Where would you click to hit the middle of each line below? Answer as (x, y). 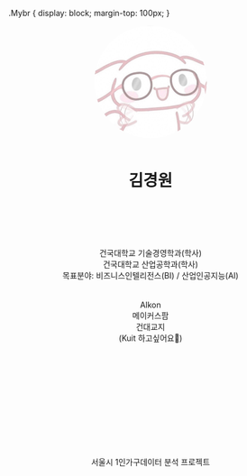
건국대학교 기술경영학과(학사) (151, 253)
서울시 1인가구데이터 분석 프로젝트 (151, 462)
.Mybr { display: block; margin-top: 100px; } (89, 13)
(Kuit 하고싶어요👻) (151, 338)
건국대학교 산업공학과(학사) (151, 264)
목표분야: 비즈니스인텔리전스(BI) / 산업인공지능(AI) (151, 275)
